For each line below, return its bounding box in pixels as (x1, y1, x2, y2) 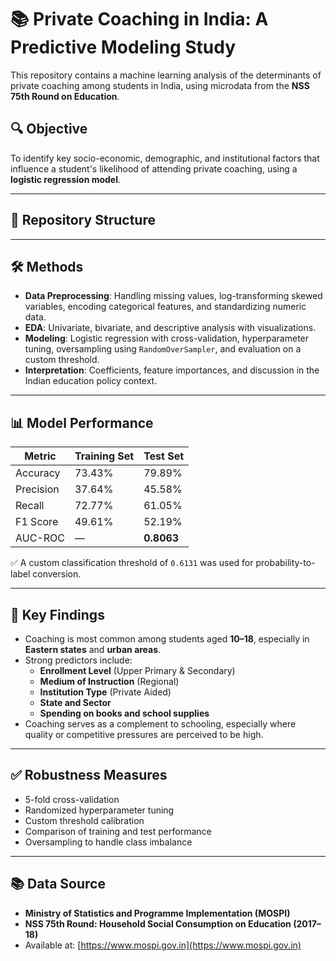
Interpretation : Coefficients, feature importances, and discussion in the (24, 364, 320, 376)
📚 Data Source (10, 876, 106, 893)
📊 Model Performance (10, 414, 154, 431)
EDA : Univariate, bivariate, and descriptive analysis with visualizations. (24, 322, 317, 334)
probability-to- (255, 557, 316, 569)
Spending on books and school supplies (39, 707, 210, 719)
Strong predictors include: (24, 654, 133, 666)
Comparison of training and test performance (24, 825, 212, 837)
